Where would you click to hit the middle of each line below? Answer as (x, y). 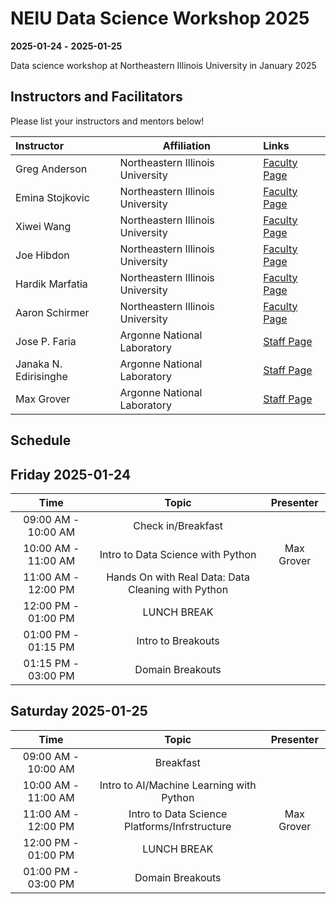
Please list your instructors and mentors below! (107, 121)
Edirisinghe (41, 376)
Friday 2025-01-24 (71, 474)
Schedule (41, 440)
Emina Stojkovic (52, 197)
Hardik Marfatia (51, 284)
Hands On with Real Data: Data (178, 577)
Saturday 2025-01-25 (79, 711)
